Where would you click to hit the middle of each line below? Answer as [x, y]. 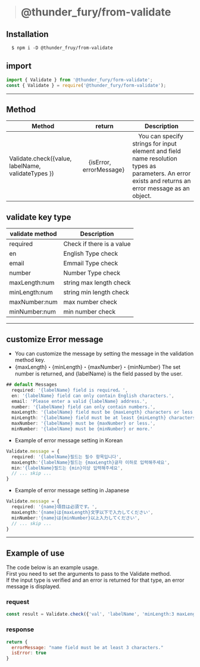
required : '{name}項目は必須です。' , [54, 507]
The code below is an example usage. [53, 567]
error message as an [161, 188]
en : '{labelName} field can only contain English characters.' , [93, 396]
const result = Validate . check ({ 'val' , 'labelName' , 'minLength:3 [90, 614]
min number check [90, 312]
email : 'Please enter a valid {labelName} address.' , [79, 401]
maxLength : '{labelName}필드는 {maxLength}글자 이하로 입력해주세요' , [91, 462]
